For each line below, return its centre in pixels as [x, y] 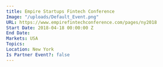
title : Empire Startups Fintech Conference [61, 11]
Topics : [16, 44]
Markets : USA [22, 38]
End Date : [18, 33]
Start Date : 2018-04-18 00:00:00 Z [50, 28]
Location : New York [30, 50]
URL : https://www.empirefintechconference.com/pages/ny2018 [82, 22]
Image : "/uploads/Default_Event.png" [53, 17]
